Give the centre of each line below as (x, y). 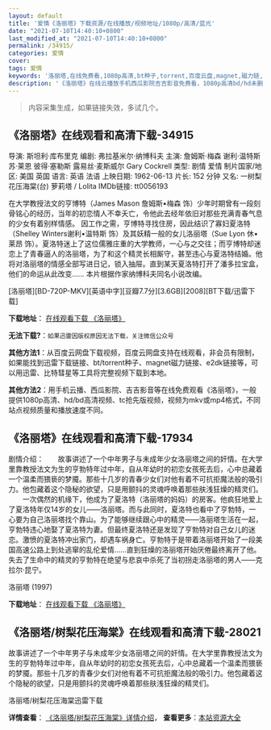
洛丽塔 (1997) (30, 587)
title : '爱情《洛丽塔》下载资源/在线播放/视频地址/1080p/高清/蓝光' (112, 23)
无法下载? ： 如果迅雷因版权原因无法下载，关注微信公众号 (91, 336)
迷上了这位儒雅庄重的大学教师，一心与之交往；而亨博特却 (158, 244)
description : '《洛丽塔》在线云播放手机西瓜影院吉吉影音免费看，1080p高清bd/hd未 (133, 83)
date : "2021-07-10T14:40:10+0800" (67, 31)
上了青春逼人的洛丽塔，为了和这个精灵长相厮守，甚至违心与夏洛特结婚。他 (139, 254)
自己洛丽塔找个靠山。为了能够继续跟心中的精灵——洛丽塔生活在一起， (146, 519)
